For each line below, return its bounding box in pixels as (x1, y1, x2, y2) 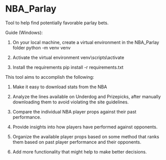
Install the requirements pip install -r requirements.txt (12, 64, 124, 70)
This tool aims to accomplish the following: (5, 74, 95, 80)
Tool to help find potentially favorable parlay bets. (5, 20, 109, 26)
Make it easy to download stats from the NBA (12, 84, 107, 90)
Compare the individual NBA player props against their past (12, 109, 137, 115)
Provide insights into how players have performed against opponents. (12, 124, 158, 130)
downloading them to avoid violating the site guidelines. (12, 99, 129, 105)
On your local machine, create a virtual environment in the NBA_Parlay (12, 39, 159, 45)
